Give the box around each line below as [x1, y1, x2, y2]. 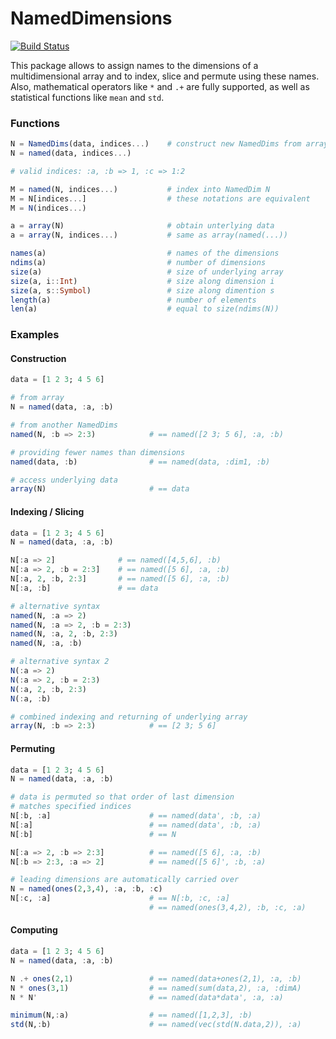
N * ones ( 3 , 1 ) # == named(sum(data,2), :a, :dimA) [10, 983, 302, 993]
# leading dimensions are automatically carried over [10, 875, 240, 885]
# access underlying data [10, 475, 118, 485]
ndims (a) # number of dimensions [10, 258, 267, 268]
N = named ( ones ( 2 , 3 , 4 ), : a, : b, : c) [10, 884, 163, 894]
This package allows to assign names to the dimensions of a [10, 59, 259, 71]
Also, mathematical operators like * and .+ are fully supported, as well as [10, 80, 310, 92]
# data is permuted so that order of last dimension [10, 792, 235, 802]
